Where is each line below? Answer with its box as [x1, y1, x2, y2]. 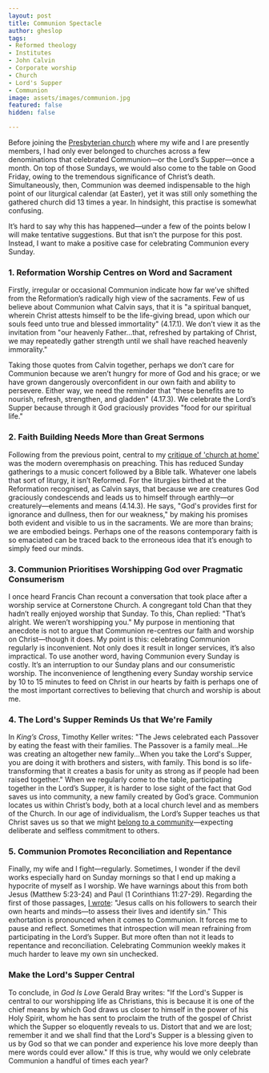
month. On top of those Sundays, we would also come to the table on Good [8, 164, 256, 172]
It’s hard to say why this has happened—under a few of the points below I [8, 221, 251, 231]
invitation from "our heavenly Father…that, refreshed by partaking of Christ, [8, 328, 258, 338]
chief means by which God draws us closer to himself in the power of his [8, 1004, 249, 1014]
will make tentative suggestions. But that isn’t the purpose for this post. [8, 230, 243, 239]
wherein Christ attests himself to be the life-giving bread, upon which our [8, 310, 250, 321]
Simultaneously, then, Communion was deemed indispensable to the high [8, 180, 251, 189]
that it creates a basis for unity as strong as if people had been [52, 767, 259, 776]
